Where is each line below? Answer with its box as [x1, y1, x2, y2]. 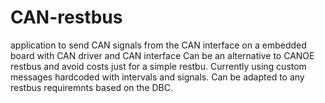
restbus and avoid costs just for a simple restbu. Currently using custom [10, 60, 307, 72]
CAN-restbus [10, 6, 123, 29]
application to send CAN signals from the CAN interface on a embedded [10, 39, 307, 51]
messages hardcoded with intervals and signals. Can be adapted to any [10, 71, 305, 83]
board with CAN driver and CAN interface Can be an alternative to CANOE [10, 49, 315, 61]
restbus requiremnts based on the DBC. [10, 81, 174, 93]
